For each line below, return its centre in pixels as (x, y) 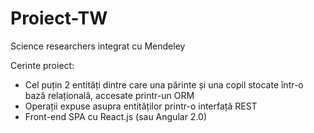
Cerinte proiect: (42, 65)
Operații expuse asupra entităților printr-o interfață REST (141, 106)
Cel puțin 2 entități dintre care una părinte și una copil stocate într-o (164, 84)
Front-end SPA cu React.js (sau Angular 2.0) (116, 116)
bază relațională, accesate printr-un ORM (109, 95)
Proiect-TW (59, 18)
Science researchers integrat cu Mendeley (98, 46)
